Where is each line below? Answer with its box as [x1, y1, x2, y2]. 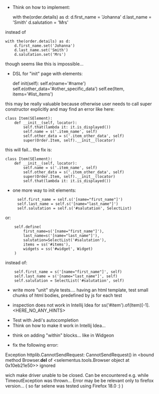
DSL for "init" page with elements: [12, 70, 83, 76]
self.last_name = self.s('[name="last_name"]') [17, 201, 119, 206]
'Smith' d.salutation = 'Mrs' [12, 20, 69, 25]
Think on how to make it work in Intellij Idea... [12, 323, 106, 329]
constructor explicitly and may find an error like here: [5, 106, 115, 112]
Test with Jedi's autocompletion [12, 317, 79, 323]
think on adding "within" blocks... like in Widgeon [12, 332, 114, 338]
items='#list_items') [12, 91, 54, 97]
